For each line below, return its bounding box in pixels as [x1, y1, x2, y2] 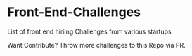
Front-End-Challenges [7, 4, 141, 20]
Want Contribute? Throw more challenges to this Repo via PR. [7, 41, 186, 49]
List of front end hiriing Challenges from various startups [7, 27, 172, 36]
